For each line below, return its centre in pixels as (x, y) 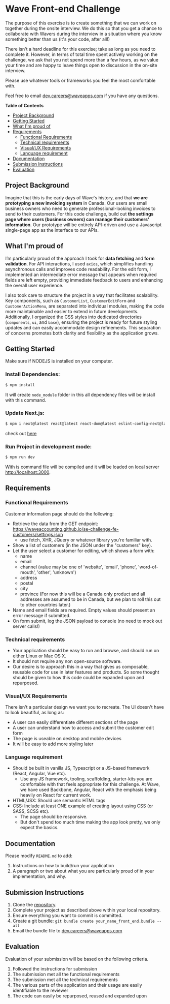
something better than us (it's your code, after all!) (58, 39)
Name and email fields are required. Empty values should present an (84, 610)
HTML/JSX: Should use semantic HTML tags (59, 801)
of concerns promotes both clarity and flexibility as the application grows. (82, 333)
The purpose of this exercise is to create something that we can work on (81, 23)
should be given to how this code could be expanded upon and (78, 677)
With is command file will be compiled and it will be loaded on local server (82, 467)
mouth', (28, 572)
